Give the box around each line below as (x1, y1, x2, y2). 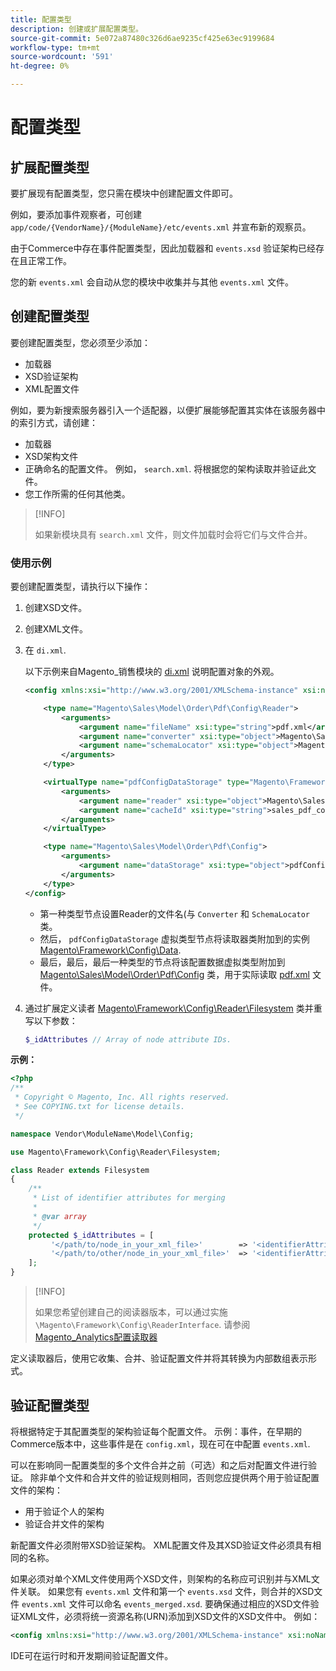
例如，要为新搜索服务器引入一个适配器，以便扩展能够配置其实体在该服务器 (10, 404, 317, 416)
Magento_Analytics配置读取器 (34, 1331, 158, 1343)
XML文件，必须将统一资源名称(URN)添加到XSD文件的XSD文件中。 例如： (18, 1610, 321, 1622)
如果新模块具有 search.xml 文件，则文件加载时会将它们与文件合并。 (34, 528, 313, 540)
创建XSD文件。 (24, 602, 88, 614)
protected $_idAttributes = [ (28, 1230, 155, 1240)
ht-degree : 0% (10, 61, 70, 71)
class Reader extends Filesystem (10, 1165, 150, 1175)
